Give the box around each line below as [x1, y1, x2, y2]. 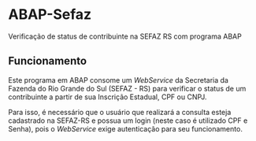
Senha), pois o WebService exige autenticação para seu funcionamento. [8, 124, 243, 133]
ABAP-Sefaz [8, 6, 92, 24]
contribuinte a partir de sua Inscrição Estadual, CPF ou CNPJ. [8, 92, 207, 102]
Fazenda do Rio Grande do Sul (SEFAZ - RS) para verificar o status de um [8, 83, 247, 93]
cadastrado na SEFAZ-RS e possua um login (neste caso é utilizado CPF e [8, 116, 248, 125]
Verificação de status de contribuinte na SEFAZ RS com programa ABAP [8, 32, 242, 41]
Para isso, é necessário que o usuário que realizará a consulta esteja [8, 107, 232, 117]
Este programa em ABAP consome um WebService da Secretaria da [8, 75, 228, 84]
